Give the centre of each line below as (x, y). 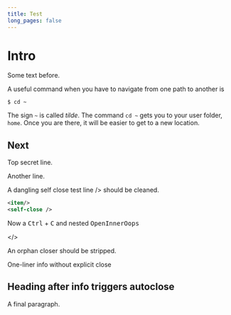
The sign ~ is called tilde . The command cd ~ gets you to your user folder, (115, 115)
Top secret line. (30, 162)
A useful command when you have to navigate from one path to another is (116, 89)
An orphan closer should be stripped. (62, 251)
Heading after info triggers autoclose (91, 287)
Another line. (26, 176)
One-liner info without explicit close (59, 265)
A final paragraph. (34, 304)
